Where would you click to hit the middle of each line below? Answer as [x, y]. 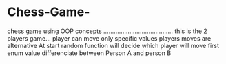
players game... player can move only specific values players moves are [109, 38]
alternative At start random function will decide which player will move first [113, 45]
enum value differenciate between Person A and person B [89, 53]
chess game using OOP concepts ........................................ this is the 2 [107, 31]
